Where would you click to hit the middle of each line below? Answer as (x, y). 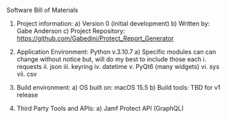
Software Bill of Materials (42, 10)
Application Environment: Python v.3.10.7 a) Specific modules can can (116, 52)
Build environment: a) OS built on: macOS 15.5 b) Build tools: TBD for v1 (118, 87)
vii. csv (27, 74)
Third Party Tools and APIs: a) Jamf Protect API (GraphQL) (100, 108)
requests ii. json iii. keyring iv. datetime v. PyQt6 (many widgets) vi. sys (118, 66)
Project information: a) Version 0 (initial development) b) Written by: (113, 23)
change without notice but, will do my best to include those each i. (111, 59)
